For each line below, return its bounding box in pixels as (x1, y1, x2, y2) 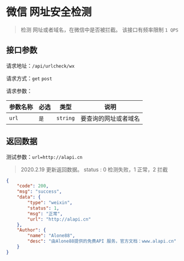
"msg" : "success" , (17, 189, 62, 195)
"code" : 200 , (17, 183, 49, 189)
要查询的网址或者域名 (80, 114, 140, 122)
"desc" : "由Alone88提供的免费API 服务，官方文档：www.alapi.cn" (27, 238, 177, 244)
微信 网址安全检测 (6, 5, 92, 19)
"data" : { (17, 194, 41, 200)
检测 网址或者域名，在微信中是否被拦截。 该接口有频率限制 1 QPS (20, 26, 179, 33)
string (56, 114, 75, 122)
